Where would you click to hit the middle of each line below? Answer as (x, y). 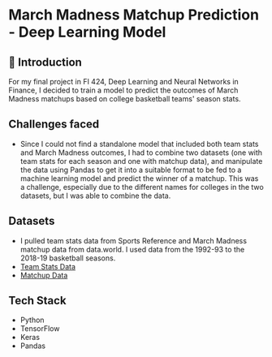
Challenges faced (54, 125)
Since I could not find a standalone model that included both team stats (139, 144)
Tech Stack (37, 301)
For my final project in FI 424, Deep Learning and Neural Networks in (124, 82)
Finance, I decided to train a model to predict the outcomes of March (123, 90)
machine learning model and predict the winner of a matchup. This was (139, 178)
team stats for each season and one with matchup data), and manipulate (141, 161)
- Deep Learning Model (87, 32)
